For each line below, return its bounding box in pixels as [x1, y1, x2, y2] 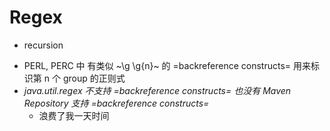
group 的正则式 [62, 72, 126, 84]
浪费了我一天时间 [38, 109, 110, 121]
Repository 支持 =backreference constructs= [23, 97, 210, 109]
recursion [23, 39, 64, 51]
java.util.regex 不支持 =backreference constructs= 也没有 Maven [23, 84, 292, 96]
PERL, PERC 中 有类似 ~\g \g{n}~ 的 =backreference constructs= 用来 [23, 59, 311, 71]
